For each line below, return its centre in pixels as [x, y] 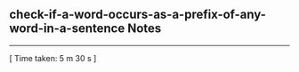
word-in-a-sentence [67, 29]
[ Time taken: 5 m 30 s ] [53, 58]
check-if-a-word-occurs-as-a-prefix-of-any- [138, 15]
